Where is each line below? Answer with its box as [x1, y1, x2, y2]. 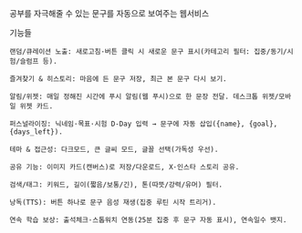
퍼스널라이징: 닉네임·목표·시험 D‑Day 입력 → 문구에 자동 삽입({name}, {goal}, [9, 119, 278, 128]
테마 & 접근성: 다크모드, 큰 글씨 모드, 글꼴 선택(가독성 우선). [9, 145, 219, 154]
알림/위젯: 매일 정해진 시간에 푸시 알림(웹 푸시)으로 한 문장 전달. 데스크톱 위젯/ [9, 92, 279, 101]
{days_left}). [9, 127, 64, 137]
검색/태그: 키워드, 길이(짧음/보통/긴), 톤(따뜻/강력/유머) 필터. [9, 180, 224, 189]
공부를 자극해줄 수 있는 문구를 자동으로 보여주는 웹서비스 [9, 8, 210, 18]
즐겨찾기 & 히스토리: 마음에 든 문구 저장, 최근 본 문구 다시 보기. [9, 75, 227, 84]
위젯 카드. [19, 102, 54, 111]
